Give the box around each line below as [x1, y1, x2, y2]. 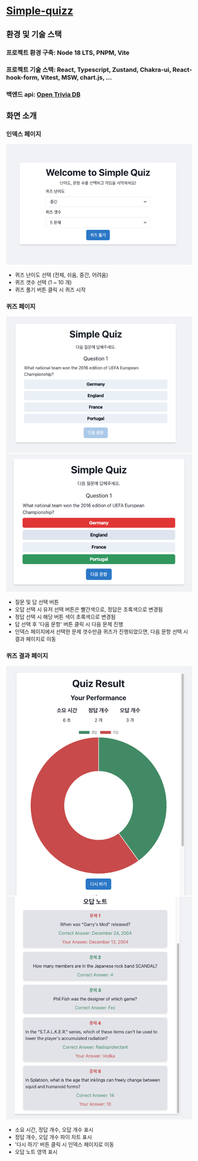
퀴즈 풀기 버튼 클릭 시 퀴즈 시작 [14, 286, 86, 294]
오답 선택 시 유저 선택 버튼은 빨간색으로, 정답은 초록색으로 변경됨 [14, 606, 163, 613]
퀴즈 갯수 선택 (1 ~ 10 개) [14, 279, 72, 286]
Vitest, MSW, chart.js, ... [40, 73, 112, 82]
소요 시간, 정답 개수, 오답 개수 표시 [14, 1126, 93, 1133]
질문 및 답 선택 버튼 [14, 599, 59, 606]
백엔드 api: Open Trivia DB [6, 91, 81, 99]
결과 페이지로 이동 [14, 635, 56, 643]
